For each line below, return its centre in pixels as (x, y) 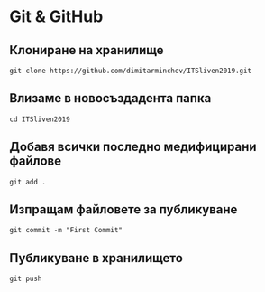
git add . (28, 182)
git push (26, 279)
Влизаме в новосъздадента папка (110, 98)
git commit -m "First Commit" (66, 231)
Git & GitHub (56, 17)
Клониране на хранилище (87, 50)
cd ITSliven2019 (40, 119)
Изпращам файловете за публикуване (123, 210)
